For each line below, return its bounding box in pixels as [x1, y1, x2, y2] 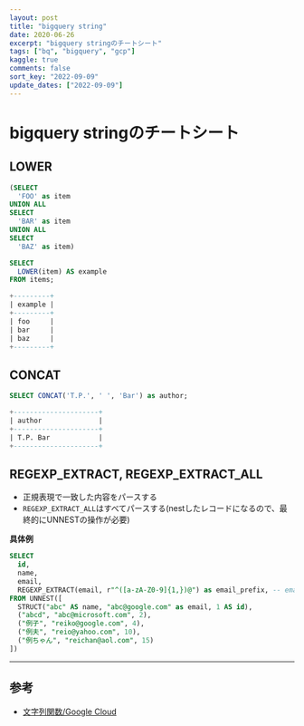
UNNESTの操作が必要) [46, 514, 130, 526]
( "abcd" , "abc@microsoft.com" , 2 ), [17, 611, 152, 620]
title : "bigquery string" [9, 22, 107, 31]
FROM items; [9, 276, 54, 285]
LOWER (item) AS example [17, 266, 107, 276]
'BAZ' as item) [17, 242, 75, 251]
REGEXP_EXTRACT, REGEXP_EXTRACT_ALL [9, 466, 263, 481]
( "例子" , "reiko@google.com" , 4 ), [17, 619, 145, 628]
